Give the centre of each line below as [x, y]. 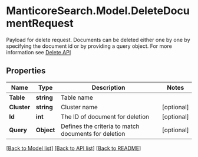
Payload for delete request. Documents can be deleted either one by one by [98, 40]
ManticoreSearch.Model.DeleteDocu [98, 11]
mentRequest [40, 23]
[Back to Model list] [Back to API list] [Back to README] [74, 148]
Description [108, 87]
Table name [77, 97]
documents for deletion [93, 133]
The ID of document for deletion [105, 116]
